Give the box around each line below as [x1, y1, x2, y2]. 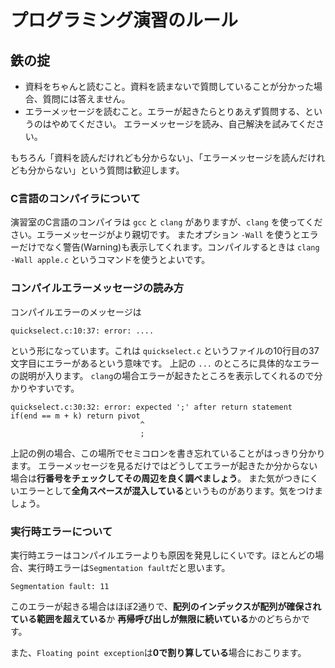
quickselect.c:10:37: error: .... [10, 326, 155, 336]
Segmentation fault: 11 [10, 581, 110, 591]
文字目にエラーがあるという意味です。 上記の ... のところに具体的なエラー [10, 357, 320, 369]
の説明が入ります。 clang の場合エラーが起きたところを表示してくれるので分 [10, 369, 323, 381]
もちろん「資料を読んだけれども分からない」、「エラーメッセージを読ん [10, 152, 300, 163]
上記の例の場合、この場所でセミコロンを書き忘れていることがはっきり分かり [10, 447, 326, 459]
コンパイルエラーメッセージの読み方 [10, 281, 185, 295]
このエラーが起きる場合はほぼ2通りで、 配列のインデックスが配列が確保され [10, 600, 322, 612]
